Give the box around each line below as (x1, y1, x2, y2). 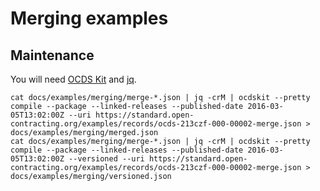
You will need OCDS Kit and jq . (10, 73, 137, 85)
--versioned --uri (68, 154, 145, 164)
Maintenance (10, 47, 95, 64)
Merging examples (10, 7, 169, 30)
